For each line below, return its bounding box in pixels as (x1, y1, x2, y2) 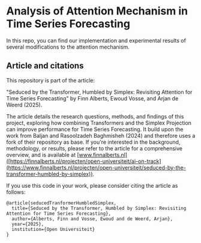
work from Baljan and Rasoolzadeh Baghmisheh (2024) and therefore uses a (6, 132, 196, 139)
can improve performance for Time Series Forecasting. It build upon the (6, 125, 184, 133)
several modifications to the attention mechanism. (6, 43, 130, 51)
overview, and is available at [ (6, 151, 79, 158)
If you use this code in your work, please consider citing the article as (6, 182, 178, 189)
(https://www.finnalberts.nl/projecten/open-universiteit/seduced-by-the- (6, 164, 186, 171)
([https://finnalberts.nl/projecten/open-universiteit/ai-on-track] (6, 158, 161, 165)
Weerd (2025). (6, 101, 43, 108)
